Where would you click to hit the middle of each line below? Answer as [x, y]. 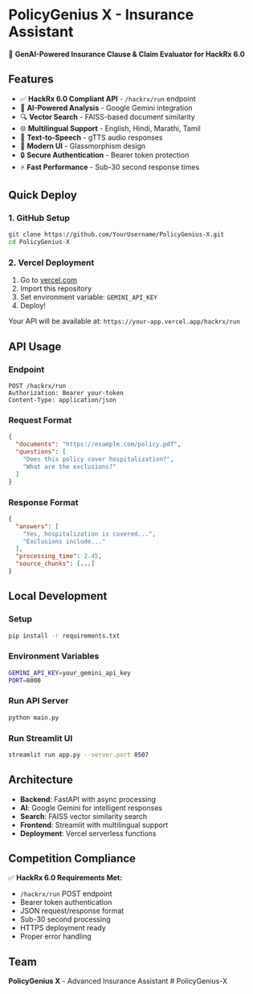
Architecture [41, 780]
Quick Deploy [43, 196]
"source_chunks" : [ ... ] [55, 564]
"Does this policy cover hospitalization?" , [98, 459]
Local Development [58, 596]
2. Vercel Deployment [51, 263]
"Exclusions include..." [64, 541]
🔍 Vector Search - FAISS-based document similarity [107, 116]
